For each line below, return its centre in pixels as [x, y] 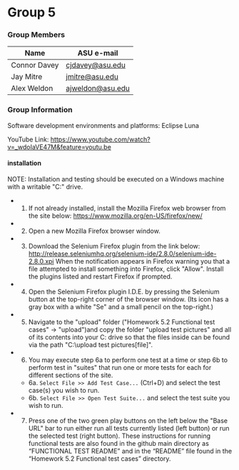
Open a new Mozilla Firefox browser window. [94, 231]
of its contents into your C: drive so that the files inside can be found [129, 337]
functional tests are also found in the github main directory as [118, 443]
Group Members [36, 35]
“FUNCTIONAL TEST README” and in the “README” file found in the [130, 451]
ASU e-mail [98, 53]
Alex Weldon [32, 89]
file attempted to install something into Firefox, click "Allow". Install [126, 269]
